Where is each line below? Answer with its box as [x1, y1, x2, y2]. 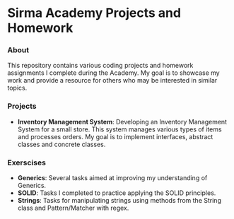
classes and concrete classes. [17, 140, 106, 148]
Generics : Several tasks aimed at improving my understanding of [17, 174, 208, 182]
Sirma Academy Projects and [7, 5, 182, 21]
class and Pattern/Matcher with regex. [17, 203, 129, 213]
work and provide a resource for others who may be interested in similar [7, 76, 218, 85]
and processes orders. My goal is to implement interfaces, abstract [17, 132, 213, 141]
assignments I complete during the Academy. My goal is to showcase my [7, 69, 221, 77]
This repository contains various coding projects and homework [7, 61, 194, 70]
